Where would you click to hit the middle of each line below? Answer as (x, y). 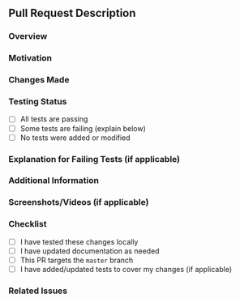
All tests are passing (54, 119)
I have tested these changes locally (79, 241)
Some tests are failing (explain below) (83, 128)
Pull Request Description (72, 13)
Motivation (30, 58)
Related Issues (38, 291)
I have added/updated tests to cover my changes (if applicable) (126, 269)
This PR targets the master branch (77, 260)
